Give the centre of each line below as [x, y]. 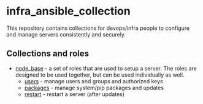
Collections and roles [48, 54]
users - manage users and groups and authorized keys [94, 81]
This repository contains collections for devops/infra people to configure [98, 28]
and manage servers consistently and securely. [66, 34]
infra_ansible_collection [68, 11]
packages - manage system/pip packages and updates [94, 88]
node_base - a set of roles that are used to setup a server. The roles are [106, 68]
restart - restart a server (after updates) [74, 94]
